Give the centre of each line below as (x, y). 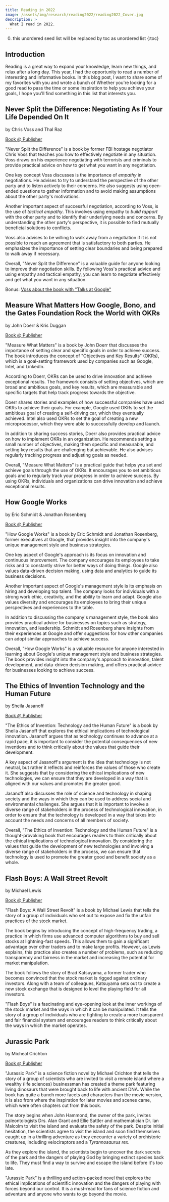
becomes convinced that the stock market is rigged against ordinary (76, 978)
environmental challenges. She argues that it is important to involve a (77, 804)
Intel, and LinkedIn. (25, 366)
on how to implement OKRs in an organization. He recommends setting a (81, 439)
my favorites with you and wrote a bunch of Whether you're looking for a (81, 83)
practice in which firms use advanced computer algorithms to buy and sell (82, 936)
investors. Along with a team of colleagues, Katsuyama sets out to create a (83, 983)
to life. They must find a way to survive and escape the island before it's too (84, 1163)
